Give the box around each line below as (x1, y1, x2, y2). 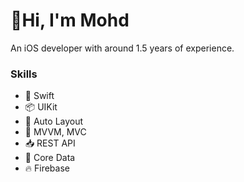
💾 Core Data (24, 152, 76, 164)
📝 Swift (24, 90, 55, 102)
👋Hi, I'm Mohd (10, 9, 130, 32)
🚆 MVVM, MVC (24, 126, 87, 138)
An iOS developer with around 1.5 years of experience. (10, 42, 235, 54)
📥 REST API (24, 137, 76, 149)
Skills (10, 67, 38, 81)
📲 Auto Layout (24, 115, 84, 128)
